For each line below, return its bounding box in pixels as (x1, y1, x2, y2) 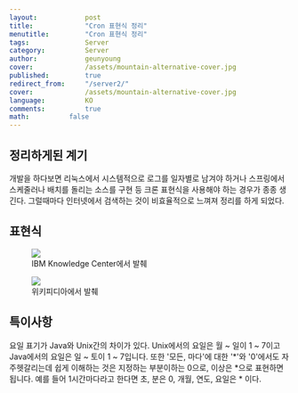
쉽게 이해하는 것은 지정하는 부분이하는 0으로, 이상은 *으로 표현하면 (54, 362, 285, 373)
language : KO (9, 95, 93, 105)
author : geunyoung (9, 54, 122, 63)
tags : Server (9, 37, 109, 47)
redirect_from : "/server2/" (9, 79, 129, 88)
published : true (9, 71, 101, 80)
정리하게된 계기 (9, 148, 88, 163)
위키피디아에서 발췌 (31, 286, 99, 297)
